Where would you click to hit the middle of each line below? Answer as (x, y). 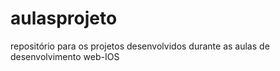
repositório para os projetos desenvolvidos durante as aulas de (140, 46)
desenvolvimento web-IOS (65, 56)
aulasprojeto (64, 18)
